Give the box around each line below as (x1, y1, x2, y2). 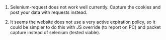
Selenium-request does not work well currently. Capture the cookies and (10, 4, 161, 10)
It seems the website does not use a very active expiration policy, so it (10, 19, 156, 25)
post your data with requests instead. (10, 9, 88, 15)
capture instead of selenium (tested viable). (10, 30, 101, 35)
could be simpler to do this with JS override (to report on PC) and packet (10, 24, 161, 30)
